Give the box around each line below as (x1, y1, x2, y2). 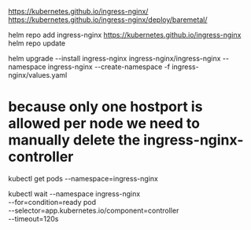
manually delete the (8, 131, 141, 149)
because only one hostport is (8, 98, 203, 116)
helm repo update (8, 38, 66, 48)
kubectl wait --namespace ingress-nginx (8, 188, 141, 199)
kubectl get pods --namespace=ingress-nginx (8, 173, 159, 183)
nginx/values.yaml (8, 71, 68, 79)
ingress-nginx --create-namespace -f (47, 62, 171, 71)
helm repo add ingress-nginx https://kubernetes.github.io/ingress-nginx (8, 31, 242, 39)
